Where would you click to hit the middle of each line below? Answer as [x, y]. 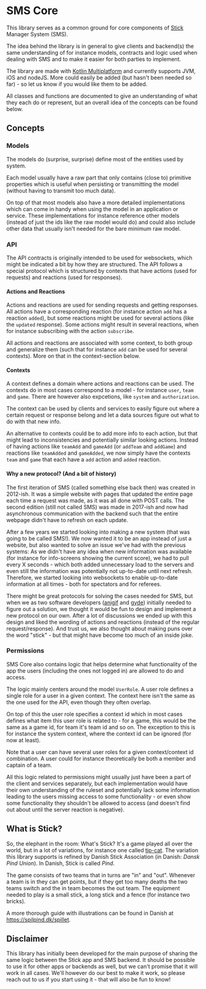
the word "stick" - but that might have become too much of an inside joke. [100, 635]
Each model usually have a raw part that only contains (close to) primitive [99, 177]
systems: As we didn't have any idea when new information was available [99, 551]
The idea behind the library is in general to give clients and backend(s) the [100, 46]
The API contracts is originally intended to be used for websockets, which [99, 258]
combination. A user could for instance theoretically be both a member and [101, 758]
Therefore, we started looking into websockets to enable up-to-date [92, 577]
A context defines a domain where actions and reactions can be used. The [100, 383]
